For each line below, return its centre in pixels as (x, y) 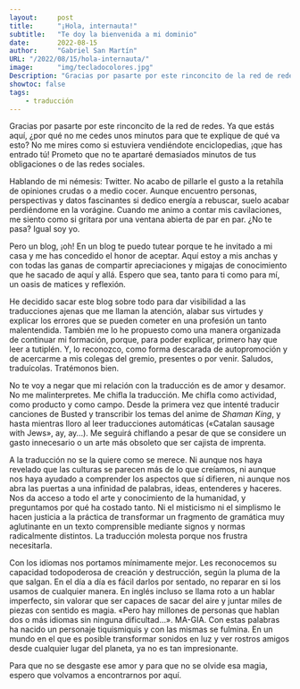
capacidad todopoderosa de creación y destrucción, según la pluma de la (145, 573)
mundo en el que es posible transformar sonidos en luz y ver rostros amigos (150, 639)
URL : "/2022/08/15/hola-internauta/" (79, 59)
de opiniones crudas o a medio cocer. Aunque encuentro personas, (133, 191)
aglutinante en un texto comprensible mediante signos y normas (127, 527)
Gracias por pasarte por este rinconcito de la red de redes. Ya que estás (142, 126)
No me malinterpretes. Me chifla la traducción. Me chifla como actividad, (143, 396)
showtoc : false (37, 84)
